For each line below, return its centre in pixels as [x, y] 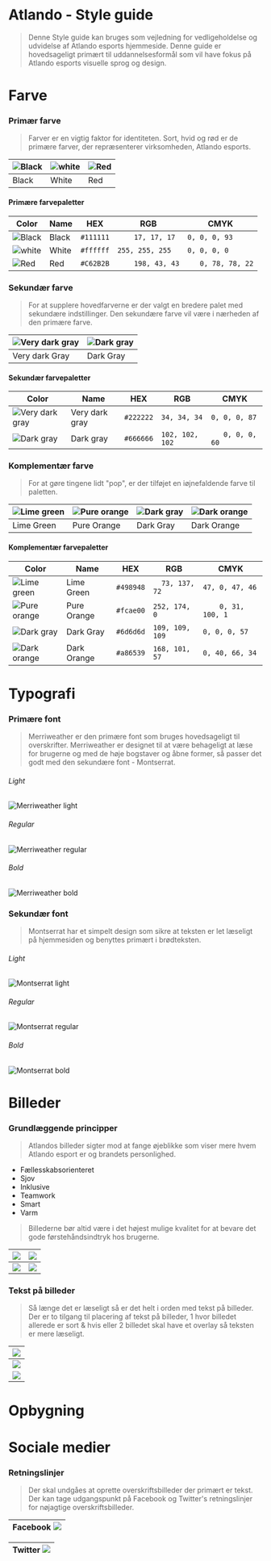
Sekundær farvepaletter [50, 378]
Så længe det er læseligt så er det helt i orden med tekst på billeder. [141, 1308]
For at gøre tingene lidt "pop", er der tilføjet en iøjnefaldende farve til [142, 483]
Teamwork [38, 1195]
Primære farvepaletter [46, 203]
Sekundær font [38, 914]
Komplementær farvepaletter [58, 547]
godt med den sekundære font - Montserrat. [102, 762]
